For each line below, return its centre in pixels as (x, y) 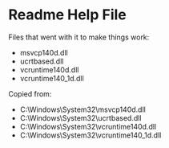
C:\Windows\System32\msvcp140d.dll (82, 109)
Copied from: (30, 93)
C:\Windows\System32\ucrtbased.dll (80, 117)
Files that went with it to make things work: (79, 37)
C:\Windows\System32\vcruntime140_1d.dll (91, 135)
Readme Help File (67, 15)
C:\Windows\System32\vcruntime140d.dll (88, 126)
